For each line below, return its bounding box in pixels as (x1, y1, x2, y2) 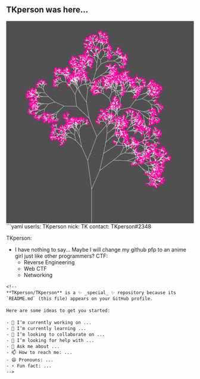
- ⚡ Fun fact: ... (6, 363, 52, 369)
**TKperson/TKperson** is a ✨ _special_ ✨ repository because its (6, 289, 177, 295)
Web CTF (23, 265, 47, 272)
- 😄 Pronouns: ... (6, 357, 54, 363)
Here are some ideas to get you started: (6, 307, 111, 313)
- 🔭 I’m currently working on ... (6, 319, 92, 325)
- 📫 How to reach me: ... (6, 349, 73, 355)
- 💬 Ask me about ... (6, 343, 60, 349)
